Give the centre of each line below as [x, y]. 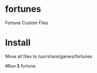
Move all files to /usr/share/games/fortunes [49, 56]
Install [18, 43]
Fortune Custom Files [27, 23]
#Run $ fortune [20, 66]
